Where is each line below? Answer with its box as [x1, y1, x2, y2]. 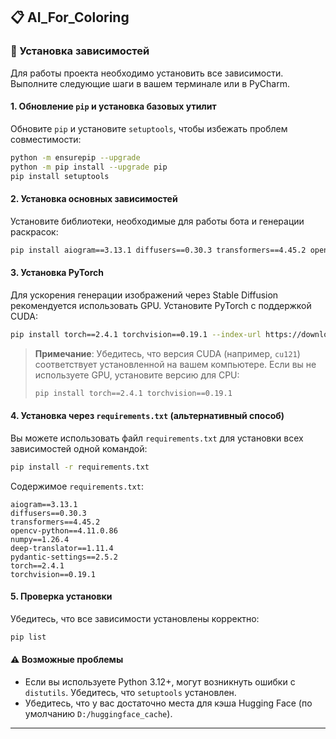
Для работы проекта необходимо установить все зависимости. [10, 67, 284, 79]
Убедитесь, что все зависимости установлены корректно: [10, 612, 260, 624]
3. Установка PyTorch [10, 267, 104, 279]
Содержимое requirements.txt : [10, 480, 144, 492]
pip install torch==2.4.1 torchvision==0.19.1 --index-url [10, 329, 262, 339]
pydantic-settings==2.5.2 [10, 552, 118, 562]
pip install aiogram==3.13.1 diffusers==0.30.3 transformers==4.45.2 [10, 245, 307, 255]
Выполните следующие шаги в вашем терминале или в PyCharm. [10, 77, 290, 89]
